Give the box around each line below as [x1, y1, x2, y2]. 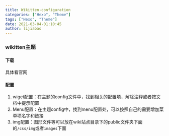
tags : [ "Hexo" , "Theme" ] [5, 17, 57, 22]
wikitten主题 [5, 44, 36, 51]
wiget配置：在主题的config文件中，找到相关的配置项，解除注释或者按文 [12, 94, 161, 100]
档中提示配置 [12, 100, 39, 106]
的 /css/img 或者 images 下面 [12, 125, 67, 131]
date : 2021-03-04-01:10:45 [5, 21, 62, 27]
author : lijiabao [5, 26, 42, 31]
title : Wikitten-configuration [5, 7, 71, 13]
